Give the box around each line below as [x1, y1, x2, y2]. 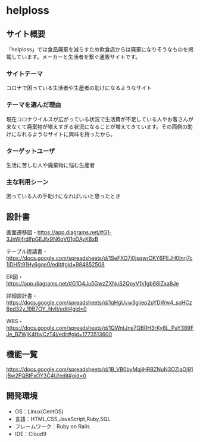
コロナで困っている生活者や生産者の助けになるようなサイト [6, 84, 152, 91]
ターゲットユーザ [6, 147, 55, 155]
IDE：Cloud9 [14, 430, 46, 437]
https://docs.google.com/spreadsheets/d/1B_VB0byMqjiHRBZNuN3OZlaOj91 [6, 366, 193, 373]
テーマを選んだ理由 [6, 101, 61, 109]
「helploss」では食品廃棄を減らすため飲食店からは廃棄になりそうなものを [6, 46, 189, 53]
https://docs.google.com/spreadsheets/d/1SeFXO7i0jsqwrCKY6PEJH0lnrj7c [6, 254, 193, 262]
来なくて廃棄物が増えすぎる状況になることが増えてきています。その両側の [6, 123, 188, 130]
